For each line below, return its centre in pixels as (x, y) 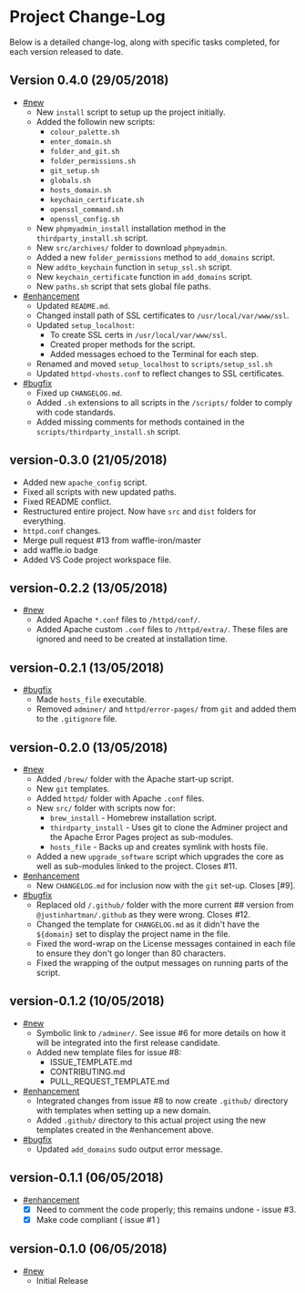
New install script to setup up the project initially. (131, 112)
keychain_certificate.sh (97, 200)
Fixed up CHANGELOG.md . (79, 393)
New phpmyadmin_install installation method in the (131, 228)
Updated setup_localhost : (85, 324)
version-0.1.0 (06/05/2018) (89, 1249)
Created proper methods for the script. (122, 344)
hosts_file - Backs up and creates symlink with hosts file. (159, 847)
